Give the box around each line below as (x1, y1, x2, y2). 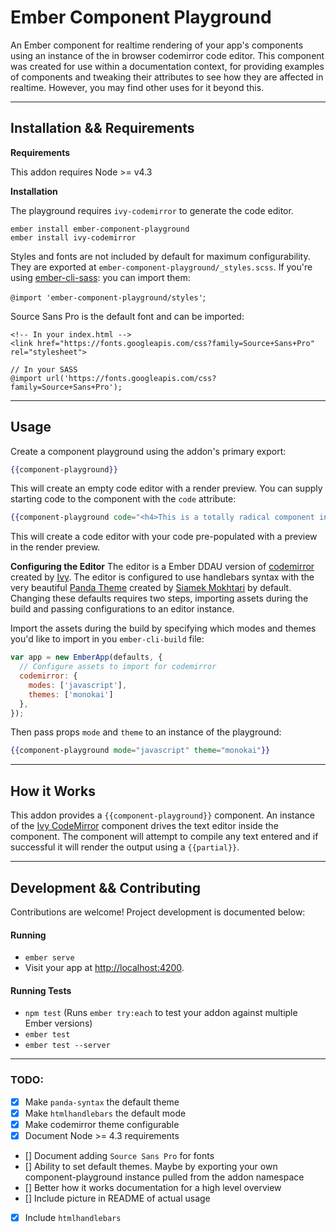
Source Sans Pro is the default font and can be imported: (10, 310, 245, 322)
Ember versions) (24, 1017, 93, 1030)
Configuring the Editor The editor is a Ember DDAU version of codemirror (10, 561, 315, 573)
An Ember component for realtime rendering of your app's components (10, 39, 304, 51)
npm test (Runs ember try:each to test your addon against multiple (24, 1007, 298, 1019)
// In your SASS (10, 364, 78, 375)
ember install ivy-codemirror (10, 232, 137, 243)
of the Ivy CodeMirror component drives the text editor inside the (10, 820, 279, 832)
